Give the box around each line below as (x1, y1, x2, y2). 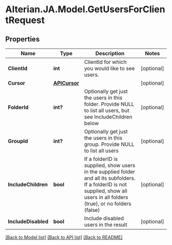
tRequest (5, 14, 45, 26)
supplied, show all (84, 187, 127, 194)
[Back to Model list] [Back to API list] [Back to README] (5, 234, 123, 240)
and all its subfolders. (84, 175, 136, 182)
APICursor (53, 80, 79, 86)
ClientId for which (84, 59, 127, 65)
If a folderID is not (84, 181, 127, 188)
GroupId (8, 138, 28, 144)
